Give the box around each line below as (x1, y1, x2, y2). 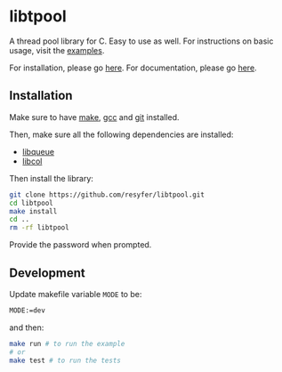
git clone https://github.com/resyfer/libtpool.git (9, 190, 205, 199)
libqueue (21, 146, 55, 157)
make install (9, 206, 58, 215)
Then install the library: (9, 173, 93, 183)
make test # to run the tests (9, 356, 122, 365)
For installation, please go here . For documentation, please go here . (9, 62, 257, 73)
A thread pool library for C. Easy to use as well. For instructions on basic (9, 36, 274, 46)
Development (9, 265, 86, 280)
